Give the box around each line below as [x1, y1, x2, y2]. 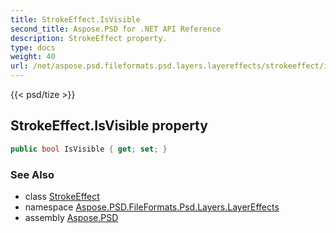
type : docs [10, 42, 56, 53]
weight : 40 [10, 52, 56, 62]
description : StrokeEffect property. [10, 33, 168, 43]
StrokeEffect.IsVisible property [10, 117, 208, 135]
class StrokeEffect [24, 190, 100, 202]
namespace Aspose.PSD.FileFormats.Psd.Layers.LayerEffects [24, 201, 280, 213]
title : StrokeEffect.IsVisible [10, 14, 141, 25]
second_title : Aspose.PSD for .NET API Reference [10, 24, 222, 34]
